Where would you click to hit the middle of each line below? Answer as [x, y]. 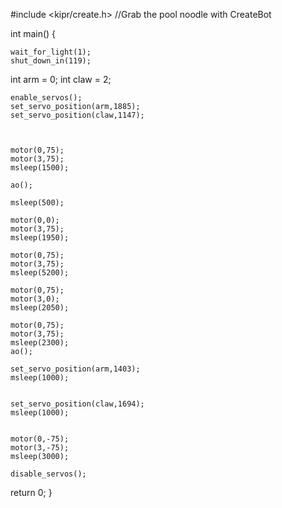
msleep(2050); [40, 308]
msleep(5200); [40, 273]
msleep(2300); [40, 343]
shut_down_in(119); [51, 61]
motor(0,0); [35, 220]
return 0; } [31, 492]
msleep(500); [37, 203]
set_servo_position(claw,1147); [77, 115]
